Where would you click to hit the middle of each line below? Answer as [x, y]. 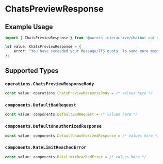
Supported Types [32, 70]
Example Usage [29, 27]
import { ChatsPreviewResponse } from [44, 38]
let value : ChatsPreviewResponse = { [43, 46]
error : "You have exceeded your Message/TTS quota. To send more [81, 51]
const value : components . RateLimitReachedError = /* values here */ [76, 157]
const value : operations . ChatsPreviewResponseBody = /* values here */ [79, 93]
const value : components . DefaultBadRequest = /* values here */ [71, 115]
